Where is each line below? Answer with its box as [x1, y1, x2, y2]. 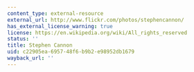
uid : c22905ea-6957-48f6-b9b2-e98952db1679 [7, 49, 135, 56]
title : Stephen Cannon [7, 42, 73, 49]
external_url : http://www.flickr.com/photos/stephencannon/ [7, 16, 185, 23]
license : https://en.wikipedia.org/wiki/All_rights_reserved [7, 29, 188, 36]
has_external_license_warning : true [7, 23, 113, 29]
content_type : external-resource [7, 10, 104, 17]
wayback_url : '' [7, 55, 54, 62]
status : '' [7, 36, 39, 43]
